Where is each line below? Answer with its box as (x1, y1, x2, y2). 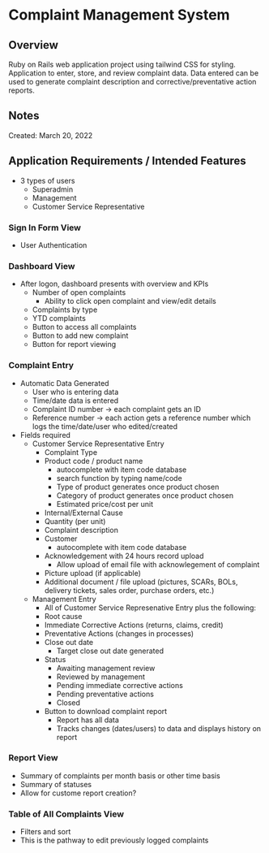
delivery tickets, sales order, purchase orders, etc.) (44, 585, 215, 595)
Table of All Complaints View (8, 808, 124, 820)
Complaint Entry (8, 360, 75, 371)
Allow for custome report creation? (19, 788, 137, 798)
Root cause (44, 611, 83, 621)
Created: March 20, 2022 (8, 130, 93, 140)
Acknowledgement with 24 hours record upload (44, 551, 204, 561)
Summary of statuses (19, 779, 92, 789)
